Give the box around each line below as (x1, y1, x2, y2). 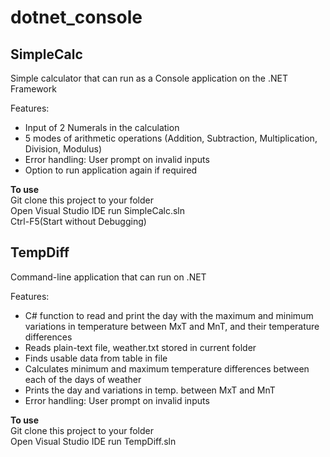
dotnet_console (10, 6, 143, 29)
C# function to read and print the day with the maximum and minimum (24, 309, 314, 321)
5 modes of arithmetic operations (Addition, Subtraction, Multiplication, (24, 132, 318, 144)
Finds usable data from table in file (24, 352, 168, 364)
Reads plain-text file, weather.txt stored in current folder (24, 341, 257, 353)
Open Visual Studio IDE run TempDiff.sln (10, 435, 177, 447)
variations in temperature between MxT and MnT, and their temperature (24, 320, 320, 332)
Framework (10, 83, 57, 95)
